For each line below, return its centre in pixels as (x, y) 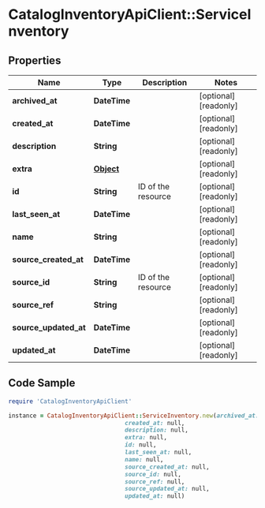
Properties (35, 60)
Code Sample (42, 383)
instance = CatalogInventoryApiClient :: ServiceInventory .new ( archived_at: (134, 416)
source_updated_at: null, (168, 489)
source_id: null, (153, 474)
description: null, (157, 430)
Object (106, 169)
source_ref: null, (155, 482)
